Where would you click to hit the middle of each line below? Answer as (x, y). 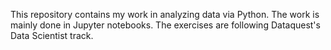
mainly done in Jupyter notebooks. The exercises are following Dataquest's (165, 25)
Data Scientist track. (52, 35)
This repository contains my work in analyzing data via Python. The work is (165, 14)
